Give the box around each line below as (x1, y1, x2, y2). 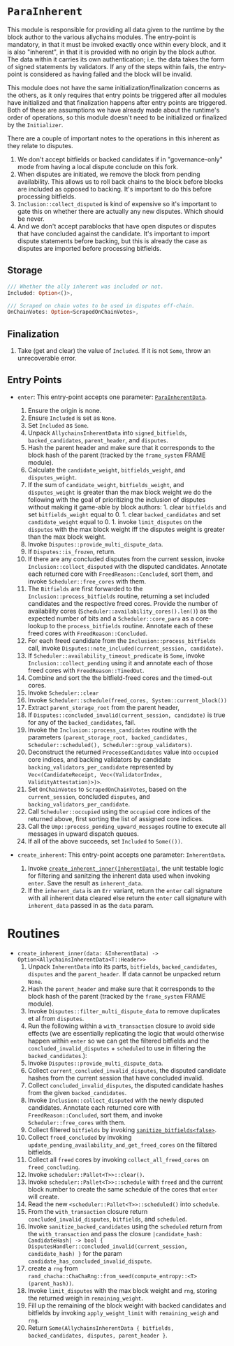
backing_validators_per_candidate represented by (27, 762, 174, 771)
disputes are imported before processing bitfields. (17, 244, 162, 252)
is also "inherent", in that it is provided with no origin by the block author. (7, 48, 217, 56)
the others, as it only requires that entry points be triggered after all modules (7, 91, 227, 99)
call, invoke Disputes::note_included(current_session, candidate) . (27, 644, 224, 652)
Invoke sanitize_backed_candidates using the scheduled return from (27, 1222, 223, 1231)
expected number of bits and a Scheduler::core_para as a (27, 614, 194, 623)
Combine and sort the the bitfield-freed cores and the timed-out (27, 673, 212, 682)
